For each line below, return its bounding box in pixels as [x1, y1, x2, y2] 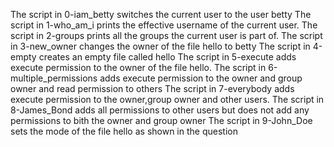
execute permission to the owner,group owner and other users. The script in [10, 94, 325, 105]
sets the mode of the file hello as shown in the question [10, 125, 238, 137]
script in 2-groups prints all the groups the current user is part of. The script [10, 30, 323, 41]
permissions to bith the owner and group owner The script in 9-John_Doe [10, 115, 313, 126]
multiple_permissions [10, 72, 98, 84]
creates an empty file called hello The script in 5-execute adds [38, 51, 297, 63]
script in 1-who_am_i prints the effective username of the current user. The [10, 19, 318, 31]
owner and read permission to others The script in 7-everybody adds [10, 83, 295, 94]
